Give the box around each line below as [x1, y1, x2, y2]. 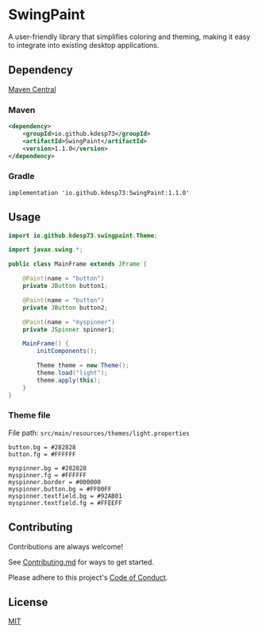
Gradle [8, 171, 35, 182]
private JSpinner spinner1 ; [22, 325, 115, 333]
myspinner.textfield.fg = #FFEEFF [8, 499, 123, 507]
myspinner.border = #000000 [8, 478, 102, 486]
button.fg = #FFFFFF [8, 450, 77, 458]
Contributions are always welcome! [8, 542, 124, 551]
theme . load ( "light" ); [37, 369, 109, 377]
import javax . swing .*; [8, 246, 83, 254]
